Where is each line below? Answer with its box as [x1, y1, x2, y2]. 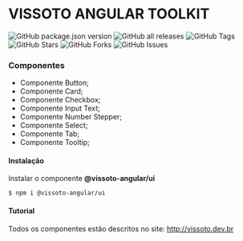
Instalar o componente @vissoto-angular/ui [8, 174, 155, 183]
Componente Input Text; [19, 103, 100, 113]
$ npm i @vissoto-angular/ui [8, 189, 106, 197]
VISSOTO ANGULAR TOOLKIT [8, 5, 210, 23]
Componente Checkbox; [19, 95, 101, 105]
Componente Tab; [19, 129, 80, 139]
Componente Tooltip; [19, 138, 90, 147]
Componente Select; [19, 121, 88, 131]
